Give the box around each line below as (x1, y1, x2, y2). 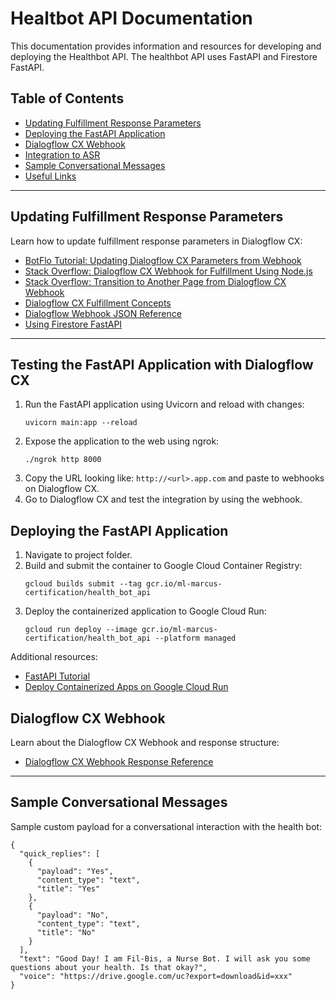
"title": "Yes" (36, 883, 101, 894)
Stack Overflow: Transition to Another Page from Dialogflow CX (24, 275, 287, 287)
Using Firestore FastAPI (24, 318, 123, 330)
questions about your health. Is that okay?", (10, 962, 208, 972)
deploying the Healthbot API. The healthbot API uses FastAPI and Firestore (10, 50, 318, 62)
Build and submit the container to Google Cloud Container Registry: (24, 560, 303, 572)
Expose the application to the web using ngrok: (24, 435, 220, 447)
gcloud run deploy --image (24, 625, 138, 635)
